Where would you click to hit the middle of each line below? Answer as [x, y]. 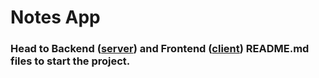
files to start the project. [70, 61]
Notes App [55, 17]
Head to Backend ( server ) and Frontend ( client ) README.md [160, 49]
